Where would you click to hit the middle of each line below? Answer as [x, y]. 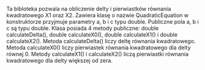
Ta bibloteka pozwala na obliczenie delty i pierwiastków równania [89, 9]
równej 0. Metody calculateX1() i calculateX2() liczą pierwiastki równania [97, 54]
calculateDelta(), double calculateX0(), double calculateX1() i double [92, 35]
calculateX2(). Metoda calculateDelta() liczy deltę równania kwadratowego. [101, 41]
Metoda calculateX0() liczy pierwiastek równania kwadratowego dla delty [99, 47]
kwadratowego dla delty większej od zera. [60, 61]
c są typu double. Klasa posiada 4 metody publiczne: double [83, 28]
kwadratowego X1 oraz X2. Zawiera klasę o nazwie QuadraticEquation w [97, 15]
